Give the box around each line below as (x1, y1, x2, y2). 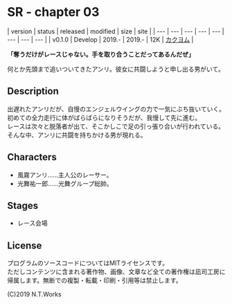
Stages (7, 199, 39, 212)
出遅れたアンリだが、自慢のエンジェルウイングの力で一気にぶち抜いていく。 (7, 105, 225, 113)
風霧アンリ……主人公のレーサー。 (17, 171, 113, 179)
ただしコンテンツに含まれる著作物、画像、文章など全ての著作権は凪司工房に (7, 268, 226, 276)
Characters (7, 151, 57, 163)
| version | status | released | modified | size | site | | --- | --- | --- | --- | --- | (7, 27, 224, 35)
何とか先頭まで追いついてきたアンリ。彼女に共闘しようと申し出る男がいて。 (7, 65, 225, 73)
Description (7, 85, 59, 97)
